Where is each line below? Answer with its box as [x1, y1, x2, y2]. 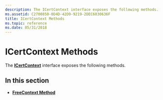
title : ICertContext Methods [5, 16, 65, 21]
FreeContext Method [12, 89, 55, 95]
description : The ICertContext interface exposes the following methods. [5, 7, 159, 12]
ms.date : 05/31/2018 [5, 25, 47, 30]
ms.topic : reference [5, 20, 47, 26]
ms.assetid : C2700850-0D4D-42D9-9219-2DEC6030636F [5, 12, 111, 17]
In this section [5, 77, 49, 85]
